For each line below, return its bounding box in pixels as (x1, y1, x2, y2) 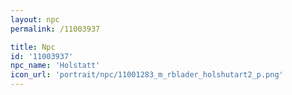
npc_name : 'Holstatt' (10, 61, 101, 71)
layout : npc (10, 14, 60, 25)
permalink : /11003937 (10, 24, 101, 34)
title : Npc (10, 42, 56, 52)
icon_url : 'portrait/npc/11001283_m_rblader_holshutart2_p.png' (10, 70, 284, 80)
